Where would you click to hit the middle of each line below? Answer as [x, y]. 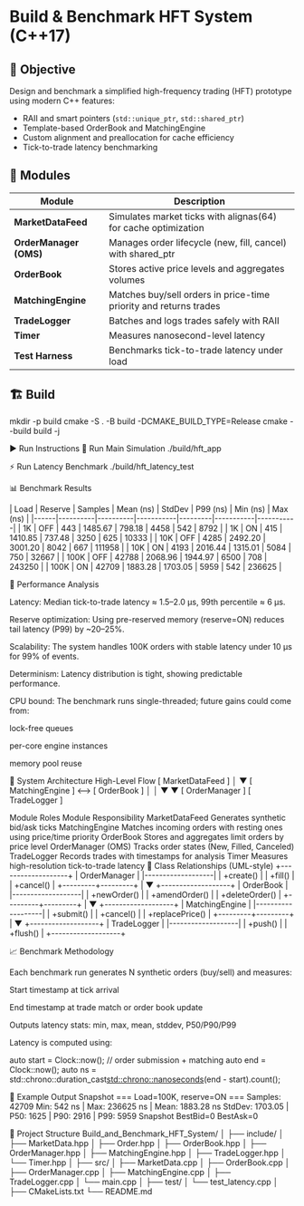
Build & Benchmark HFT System [131, 17]
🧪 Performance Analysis [54, 584]
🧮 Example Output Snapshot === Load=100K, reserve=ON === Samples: [146, 1096]
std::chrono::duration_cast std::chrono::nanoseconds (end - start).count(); [145, 1079]
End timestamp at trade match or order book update [106, 1007]
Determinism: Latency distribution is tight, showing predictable [126, 673]
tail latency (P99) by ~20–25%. [67, 629]
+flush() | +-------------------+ [68, 933]
